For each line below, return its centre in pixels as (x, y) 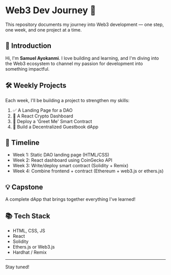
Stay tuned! (17, 267)
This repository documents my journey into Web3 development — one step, (85, 24)
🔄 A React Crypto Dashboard (43, 116)
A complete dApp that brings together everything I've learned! (70, 199)
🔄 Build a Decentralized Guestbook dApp (55, 127)
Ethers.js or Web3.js (34, 247)
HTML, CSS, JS (29, 231)
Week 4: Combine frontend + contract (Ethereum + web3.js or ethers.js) (88, 171)
